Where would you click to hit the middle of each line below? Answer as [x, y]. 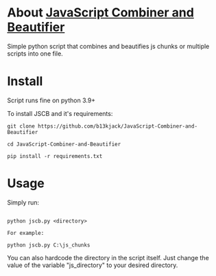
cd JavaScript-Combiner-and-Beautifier [64, 144]
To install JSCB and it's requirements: [60, 113]
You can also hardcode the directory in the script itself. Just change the [108, 257]
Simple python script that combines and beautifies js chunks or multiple [108, 46]
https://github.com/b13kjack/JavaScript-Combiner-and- [117, 126]
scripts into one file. [35, 54]
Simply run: [23, 202]
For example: [26, 233]
